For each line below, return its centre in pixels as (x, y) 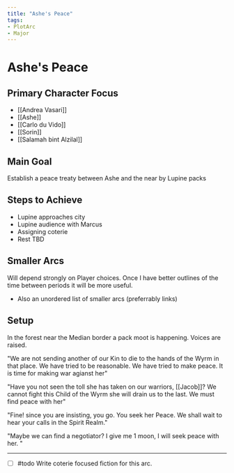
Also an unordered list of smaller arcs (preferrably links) (97, 298)
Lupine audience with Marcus (60, 224)
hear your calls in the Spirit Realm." (57, 422)
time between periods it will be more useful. (70, 285)
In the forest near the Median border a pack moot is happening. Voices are (114, 337)
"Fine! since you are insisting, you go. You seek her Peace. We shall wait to (115, 414)
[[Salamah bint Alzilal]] (50, 139)
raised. (17, 345)
